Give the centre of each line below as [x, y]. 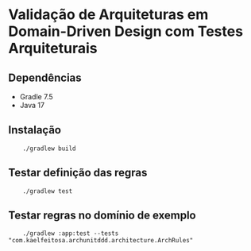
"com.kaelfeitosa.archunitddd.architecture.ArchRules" [101, 241]
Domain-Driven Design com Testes [126, 31]
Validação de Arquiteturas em [108, 15]
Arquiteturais [53, 48]
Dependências [45, 77]
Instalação [35, 130]
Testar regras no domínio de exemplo [102, 216]
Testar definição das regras [78, 173]
